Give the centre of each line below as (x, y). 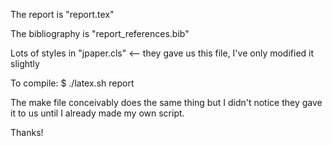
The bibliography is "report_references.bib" (100, 33)
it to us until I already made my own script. (97, 113)
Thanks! (27, 132)
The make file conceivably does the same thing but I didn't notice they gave (166, 102)
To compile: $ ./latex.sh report (72, 83)
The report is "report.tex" (62, 14)
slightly (25, 63)
